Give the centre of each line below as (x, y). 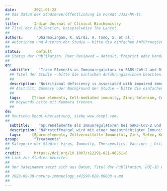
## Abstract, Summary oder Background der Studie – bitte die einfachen (86, 88)
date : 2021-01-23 (31, 10)
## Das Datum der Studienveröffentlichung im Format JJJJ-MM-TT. (74, 14)
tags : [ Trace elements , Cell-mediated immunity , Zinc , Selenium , (83, 97)
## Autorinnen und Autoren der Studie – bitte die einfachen (70, 42)
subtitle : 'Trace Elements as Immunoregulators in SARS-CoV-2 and (83, 70)
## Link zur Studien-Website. (37, 158)
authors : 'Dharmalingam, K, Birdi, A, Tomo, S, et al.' (70, 38)
